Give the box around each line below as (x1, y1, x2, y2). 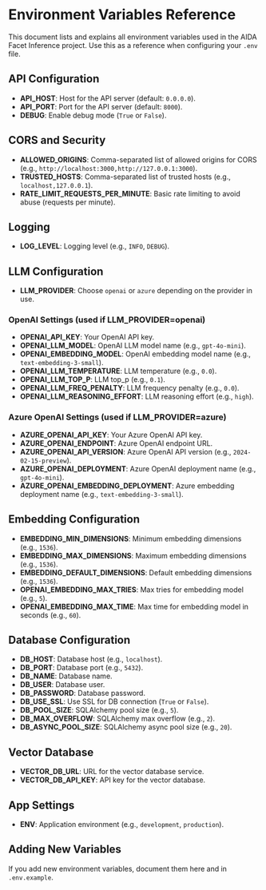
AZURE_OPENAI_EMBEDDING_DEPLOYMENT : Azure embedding (19, 481, 235, 491)
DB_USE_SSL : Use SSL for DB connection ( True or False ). (19, 697, 209, 706)
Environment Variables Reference (8, 6, 236, 24)
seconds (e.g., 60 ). (19, 610, 81, 620)
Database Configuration (8, 633, 131, 646)
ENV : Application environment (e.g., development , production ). (19, 820, 224, 829)
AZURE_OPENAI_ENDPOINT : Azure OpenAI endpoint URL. (19, 438, 213, 448)
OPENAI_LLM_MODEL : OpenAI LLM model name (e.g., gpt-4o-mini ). (19, 341, 246, 351)
